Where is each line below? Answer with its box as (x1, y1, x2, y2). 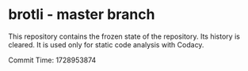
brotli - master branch (8, 6, 155, 24)
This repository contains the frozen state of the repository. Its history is (8, 32, 240, 41)
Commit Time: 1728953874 (8, 55, 97, 65)
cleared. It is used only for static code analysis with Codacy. (8, 39, 204, 49)
